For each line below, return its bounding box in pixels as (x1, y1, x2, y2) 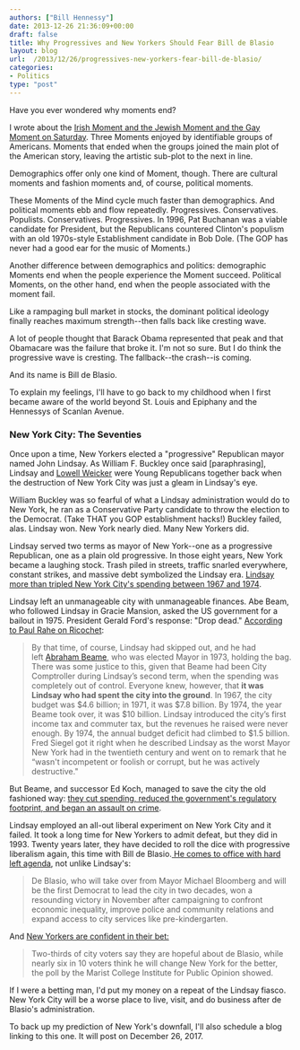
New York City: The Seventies (9, 428, 141, 441)
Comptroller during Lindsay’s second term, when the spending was (30, 670, 279, 681)
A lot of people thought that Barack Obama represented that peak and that (9, 333, 284, 344)
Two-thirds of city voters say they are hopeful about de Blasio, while (30, 948, 284, 958)
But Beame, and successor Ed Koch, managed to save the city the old (9, 783, 267, 794)
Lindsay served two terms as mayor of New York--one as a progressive (9, 540, 273, 551)
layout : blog (9, 47, 58, 56)
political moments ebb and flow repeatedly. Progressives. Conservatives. (9, 204, 279, 215)
